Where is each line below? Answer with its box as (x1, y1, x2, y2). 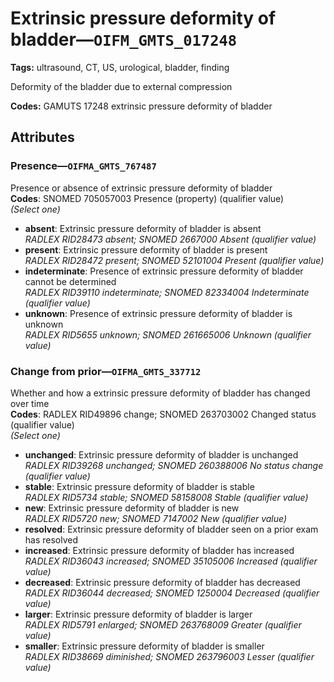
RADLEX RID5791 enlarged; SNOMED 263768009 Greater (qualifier (24, 618, 302, 631)
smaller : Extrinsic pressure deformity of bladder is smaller (24, 640, 265, 652)
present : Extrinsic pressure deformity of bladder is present (24, 243, 268, 256)
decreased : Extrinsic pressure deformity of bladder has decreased (24, 576, 301, 588)
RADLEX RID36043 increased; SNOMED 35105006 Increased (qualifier (24, 555, 318, 567)
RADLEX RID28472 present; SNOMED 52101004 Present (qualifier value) (24, 254, 325, 266)
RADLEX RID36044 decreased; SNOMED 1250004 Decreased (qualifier (24, 587, 320, 599)
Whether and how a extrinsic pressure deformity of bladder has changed (10, 387, 311, 399)
